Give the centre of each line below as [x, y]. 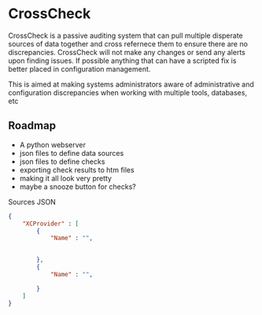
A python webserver [53, 145]
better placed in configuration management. [79, 69]
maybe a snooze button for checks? [77, 187]
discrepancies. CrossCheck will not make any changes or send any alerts [127, 52]
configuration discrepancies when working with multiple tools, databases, [128, 92]
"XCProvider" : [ [51, 224]
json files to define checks [62, 161]
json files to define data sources [72, 153]
